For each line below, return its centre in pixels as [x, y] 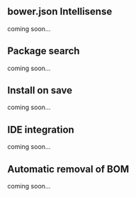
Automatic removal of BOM [68, 169]
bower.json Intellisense [60, 12]
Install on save [40, 90]
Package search [44, 51]
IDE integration [41, 129]
